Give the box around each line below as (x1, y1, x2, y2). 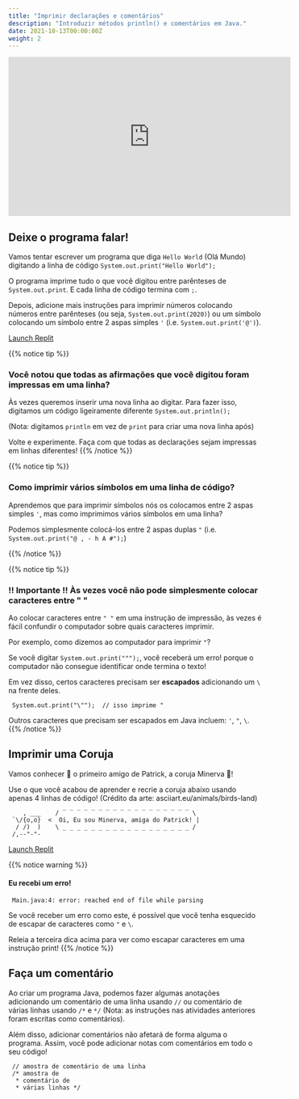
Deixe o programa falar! (8, 230, 129, 244)
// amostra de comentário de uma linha (11, 1062, 147, 1071)
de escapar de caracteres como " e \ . (8, 919, 135, 928)
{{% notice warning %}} (8, 860, 89, 870)
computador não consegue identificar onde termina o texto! (8, 661, 207, 671)
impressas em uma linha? (8, 379, 110, 390)
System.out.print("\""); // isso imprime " (11, 701, 164, 710)
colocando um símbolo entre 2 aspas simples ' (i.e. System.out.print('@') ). (8, 318, 262, 327)
